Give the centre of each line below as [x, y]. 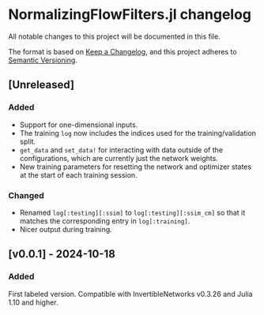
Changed [26, 195]
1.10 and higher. [33, 302]
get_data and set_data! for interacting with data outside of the [121, 150]
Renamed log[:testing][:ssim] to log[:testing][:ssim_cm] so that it [132, 212]
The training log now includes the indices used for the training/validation [138, 133]
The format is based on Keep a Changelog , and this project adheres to [123, 51]
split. [28, 141]
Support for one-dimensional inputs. [79, 125]
